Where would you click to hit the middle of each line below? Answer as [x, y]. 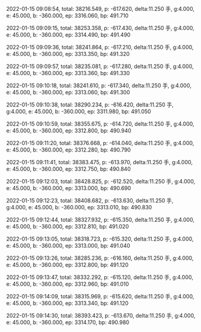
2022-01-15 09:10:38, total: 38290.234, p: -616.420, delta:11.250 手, [90, 105]
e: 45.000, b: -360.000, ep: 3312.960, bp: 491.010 [67, 284]
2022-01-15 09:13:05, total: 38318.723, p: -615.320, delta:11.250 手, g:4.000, [100, 239]
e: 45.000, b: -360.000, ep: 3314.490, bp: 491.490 [68, 35]
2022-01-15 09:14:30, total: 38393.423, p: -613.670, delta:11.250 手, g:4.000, [101, 315]
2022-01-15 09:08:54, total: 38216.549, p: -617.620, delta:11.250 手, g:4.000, [100, 9]
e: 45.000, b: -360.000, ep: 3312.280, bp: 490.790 [68, 150]
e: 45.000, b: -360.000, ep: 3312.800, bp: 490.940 [69, 131]
